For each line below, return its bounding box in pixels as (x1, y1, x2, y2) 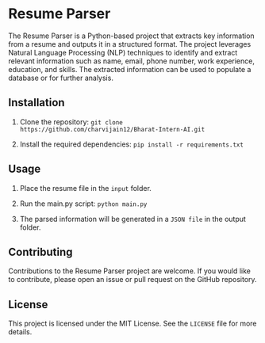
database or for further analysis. (8, 73, 113, 82)
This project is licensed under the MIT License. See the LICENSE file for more (8, 318, 257, 329)
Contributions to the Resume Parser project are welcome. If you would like (8, 266, 252, 276)
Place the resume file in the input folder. (19, 183, 152, 192)
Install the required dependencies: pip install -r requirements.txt (19, 139, 244, 149)
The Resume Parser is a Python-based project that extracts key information (8, 31, 255, 40)
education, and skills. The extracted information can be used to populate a (8, 64, 252, 74)
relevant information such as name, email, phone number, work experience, (8, 56, 255, 66)
